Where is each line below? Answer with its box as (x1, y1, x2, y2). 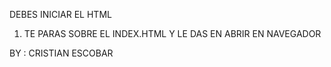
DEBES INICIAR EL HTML (9, 9, 112, 20)
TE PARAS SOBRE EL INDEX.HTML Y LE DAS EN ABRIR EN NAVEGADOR (23, 28, 322, 39)
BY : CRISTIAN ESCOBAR (9, 47, 114, 59)
